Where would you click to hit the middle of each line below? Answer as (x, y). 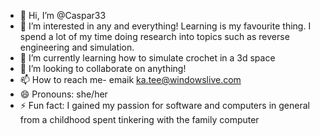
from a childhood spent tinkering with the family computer (139, 119)
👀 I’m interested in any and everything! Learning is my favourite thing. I (165, 26)
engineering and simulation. (77, 47)
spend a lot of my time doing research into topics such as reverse (154, 36)
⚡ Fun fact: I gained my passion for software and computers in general (164, 105)
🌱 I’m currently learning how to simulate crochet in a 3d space (147, 58)
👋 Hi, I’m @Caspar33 (63, 15)
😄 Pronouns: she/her (63, 94)
